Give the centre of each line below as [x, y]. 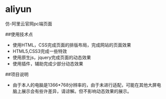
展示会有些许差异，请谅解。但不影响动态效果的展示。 [76, 91]
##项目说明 [17, 74]
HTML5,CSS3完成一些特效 [39, 51]
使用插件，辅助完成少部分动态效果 [48, 63]
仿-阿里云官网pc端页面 [29, 23]
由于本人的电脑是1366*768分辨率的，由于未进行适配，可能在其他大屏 [85, 85]
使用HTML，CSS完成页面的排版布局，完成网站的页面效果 [72, 45]
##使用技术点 [19, 34]
